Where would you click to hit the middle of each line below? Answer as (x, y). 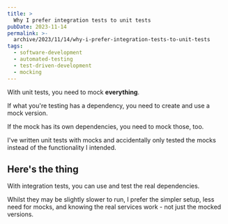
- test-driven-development (53, 66)
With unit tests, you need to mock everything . (74, 92)
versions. (20, 214)
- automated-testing (43, 59)
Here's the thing (43, 169)
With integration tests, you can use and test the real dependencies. (104, 186)
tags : (15, 46)
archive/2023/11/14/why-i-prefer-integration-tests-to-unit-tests (112, 40)
